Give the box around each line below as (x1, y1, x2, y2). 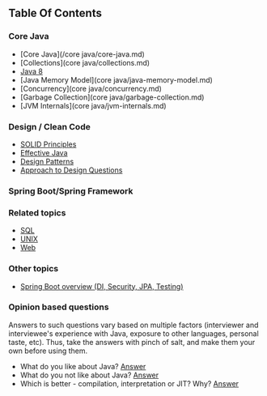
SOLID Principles (19, 139, 77, 149)
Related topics (8, 207, 66, 218)
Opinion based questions (8, 301, 109, 313)
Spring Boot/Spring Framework (8, 185, 133, 197)
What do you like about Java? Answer (19, 361, 146, 371)
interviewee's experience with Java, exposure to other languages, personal (8, 328, 259, 339)
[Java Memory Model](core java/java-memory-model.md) (19, 75, 213, 84)
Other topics (8, 263, 59, 275)
